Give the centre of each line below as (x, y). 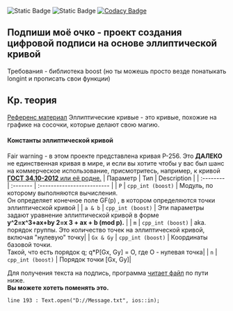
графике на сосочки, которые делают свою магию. (83, 125)
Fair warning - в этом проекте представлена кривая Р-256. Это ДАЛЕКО (115, 156)
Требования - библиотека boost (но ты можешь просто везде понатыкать (117, 71)
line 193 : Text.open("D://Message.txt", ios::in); (83, 300)
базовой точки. (30, 244)
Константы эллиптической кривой (60, 141)
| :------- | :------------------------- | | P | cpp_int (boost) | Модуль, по (110, 185)
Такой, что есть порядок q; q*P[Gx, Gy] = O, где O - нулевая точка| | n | (112, 252)
